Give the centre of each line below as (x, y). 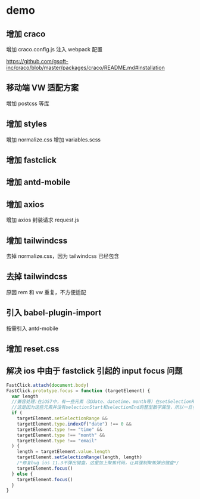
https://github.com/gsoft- (37, 61)
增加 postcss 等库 (28, 103)
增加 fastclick (31, 160)
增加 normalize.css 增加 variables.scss (54, 139)
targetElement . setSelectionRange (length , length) (80, 457)
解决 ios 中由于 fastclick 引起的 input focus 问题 (94, 371)
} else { (22, 474)
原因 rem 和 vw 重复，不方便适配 (46, 292)
